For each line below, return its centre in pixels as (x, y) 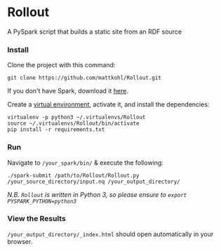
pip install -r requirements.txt (56, 130)
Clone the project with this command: (61, 65)
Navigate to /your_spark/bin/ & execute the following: (85, 163)
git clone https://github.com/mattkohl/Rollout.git (84, 78)
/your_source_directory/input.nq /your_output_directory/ (94, 182)
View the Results (37, 219)
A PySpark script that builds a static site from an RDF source (95, 32)
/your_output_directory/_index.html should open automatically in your (110, 234)
